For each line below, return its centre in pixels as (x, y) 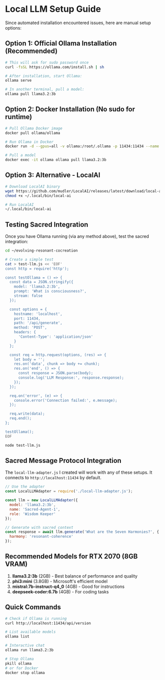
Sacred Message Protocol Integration (63, 461)
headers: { (25, 332)
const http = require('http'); (37, 269)
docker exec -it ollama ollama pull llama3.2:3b (56, 160)
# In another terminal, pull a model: (45, 90)
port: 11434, (27, 319)
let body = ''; (29, 359)
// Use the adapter (25, 487)
